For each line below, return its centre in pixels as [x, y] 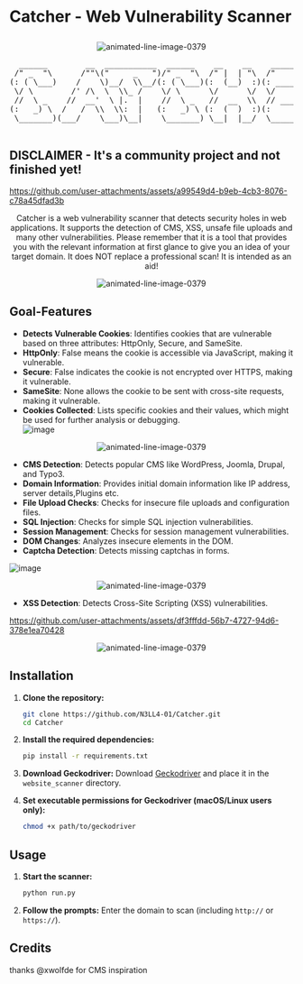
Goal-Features [51, 312]
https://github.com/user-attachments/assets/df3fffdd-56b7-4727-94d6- [144, 621]
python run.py [49, 893]
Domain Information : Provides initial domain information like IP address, [156, 483]
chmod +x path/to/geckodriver [79, 827]
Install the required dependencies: [88, 740]
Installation [41, 676]
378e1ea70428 [37, 630]
